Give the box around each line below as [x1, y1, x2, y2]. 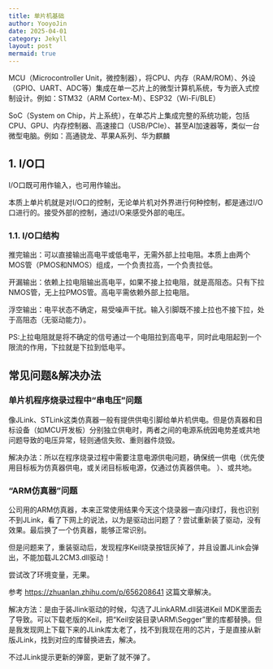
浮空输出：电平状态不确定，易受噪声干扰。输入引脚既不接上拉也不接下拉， [8, 305, 258, 315]
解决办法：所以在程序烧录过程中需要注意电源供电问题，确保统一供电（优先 [8, 452, 258, 462]
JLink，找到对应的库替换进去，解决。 [15, 635, 141, 645]
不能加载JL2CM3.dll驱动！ [22, 553, 111, 563]
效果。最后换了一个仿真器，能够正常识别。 [8, 525, 151, 535]
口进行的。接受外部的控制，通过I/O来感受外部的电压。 [8, 207, 189, 217]
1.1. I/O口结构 [8, 229, 59, 241]
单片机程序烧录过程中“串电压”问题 [8, 395, 142, 406]
